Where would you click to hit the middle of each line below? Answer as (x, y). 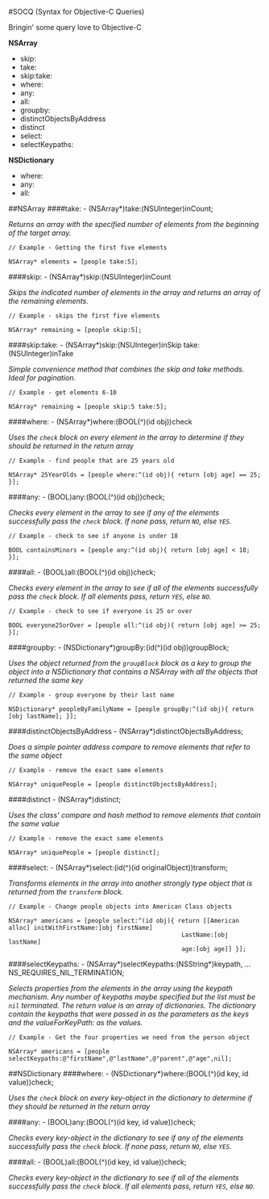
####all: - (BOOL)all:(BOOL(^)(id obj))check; (82, 572)
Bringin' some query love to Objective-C (75, 27)
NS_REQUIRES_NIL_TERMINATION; (66, 972)
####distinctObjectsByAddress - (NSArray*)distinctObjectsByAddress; (126, 731)
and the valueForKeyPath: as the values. (76, 1022)
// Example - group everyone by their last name (91, 695)
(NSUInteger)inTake (41, 353)
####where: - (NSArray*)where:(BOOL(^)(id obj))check (100, 422)
